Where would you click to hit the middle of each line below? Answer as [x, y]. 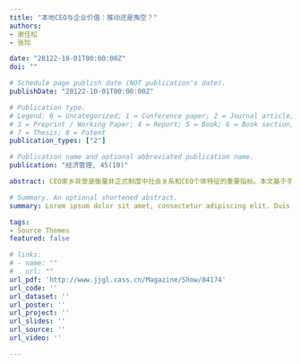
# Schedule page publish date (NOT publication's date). [118, 83]
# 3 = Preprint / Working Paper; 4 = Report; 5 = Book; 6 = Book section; [152, 124]
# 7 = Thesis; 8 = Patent [57, 132]
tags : [19, 222]
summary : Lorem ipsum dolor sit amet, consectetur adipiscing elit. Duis [150, 206]
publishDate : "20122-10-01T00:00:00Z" [82, 91]
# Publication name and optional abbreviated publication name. [132, 157]
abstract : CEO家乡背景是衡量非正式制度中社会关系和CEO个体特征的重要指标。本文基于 [148, 182]
